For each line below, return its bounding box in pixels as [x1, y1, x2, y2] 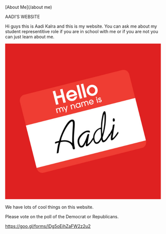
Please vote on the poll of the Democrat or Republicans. [5, 214, 119, 219]
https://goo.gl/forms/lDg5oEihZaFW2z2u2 [5, 223, 91, 229]
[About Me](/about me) [5, 4, 52, 10]
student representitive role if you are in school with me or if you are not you [5, 29, 158, 34]
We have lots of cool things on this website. [5, 204, 94, 210]
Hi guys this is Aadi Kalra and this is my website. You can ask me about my [5, 23, 157, 29]
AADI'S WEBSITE [5, 14, 41, 19]
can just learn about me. [5, 34, 55, 39]
